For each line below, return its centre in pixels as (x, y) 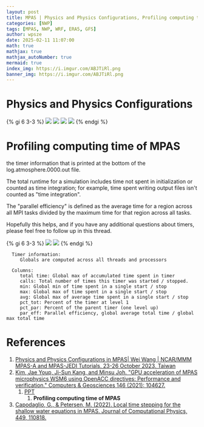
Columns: (23, 271)
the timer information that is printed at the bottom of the (76, 163)
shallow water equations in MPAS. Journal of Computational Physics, (101, 411)
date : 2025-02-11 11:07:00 (40, 40)
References (36, 343)
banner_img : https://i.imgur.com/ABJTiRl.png (65, 74)
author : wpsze (24, 35)
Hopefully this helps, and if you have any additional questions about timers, (100, 224)
